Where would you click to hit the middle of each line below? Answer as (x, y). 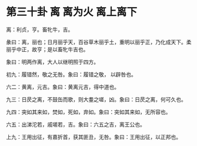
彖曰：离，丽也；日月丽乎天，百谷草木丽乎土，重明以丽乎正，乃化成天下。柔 (99, 42)
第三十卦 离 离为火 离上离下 (71, 12)
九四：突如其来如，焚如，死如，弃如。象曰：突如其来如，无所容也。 (89, 112)
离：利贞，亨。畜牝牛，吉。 (40, 29)
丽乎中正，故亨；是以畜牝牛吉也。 (47, 49)
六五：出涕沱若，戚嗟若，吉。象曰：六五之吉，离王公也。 (76, 124)
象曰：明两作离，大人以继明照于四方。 (52, 62)
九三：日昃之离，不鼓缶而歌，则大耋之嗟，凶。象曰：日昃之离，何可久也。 (96, 99)
